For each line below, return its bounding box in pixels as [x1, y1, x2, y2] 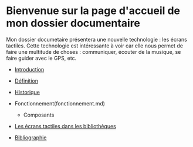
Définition [14, 77, 38, 84]
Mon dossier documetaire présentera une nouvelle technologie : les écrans [6, 36, 188, 43]
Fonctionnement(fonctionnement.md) [14, 100, 106, 107]
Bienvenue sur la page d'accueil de [6, 4, 181, 18]
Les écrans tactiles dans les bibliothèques [14, 122, 116, 129]
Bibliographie [14, 134, 47, 141]
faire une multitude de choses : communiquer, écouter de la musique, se [6, 48, 181, 55]
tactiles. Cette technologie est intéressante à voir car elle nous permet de [6, 42, 184, 49]
